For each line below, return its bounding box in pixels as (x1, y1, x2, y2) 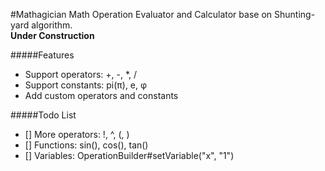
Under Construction (10, 30, 95, 41)
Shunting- (273, 9, 316, 20)
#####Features (10, 49, 75, 61)
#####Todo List (10, 109, 77, 121)
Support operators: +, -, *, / (24, 69, 138, 80)
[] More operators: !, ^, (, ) (24, 129, 130, 140)
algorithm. (31, 19, 73, 31)
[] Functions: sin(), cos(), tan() (24, 139, 149, 151)
